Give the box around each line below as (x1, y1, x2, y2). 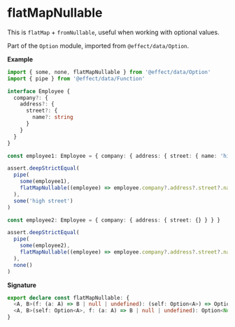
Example (7, 54, 34, 64)
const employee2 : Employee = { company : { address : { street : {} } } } (7, 217, 220, 224)
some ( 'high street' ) (13, 197, 73, 204)
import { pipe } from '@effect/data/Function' (7, 75, 145, 82)
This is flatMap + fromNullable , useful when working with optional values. (7, 28, 220, 36)
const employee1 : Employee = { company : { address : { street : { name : (7, 152, 218, 159)
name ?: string (32, 114, 73, 121)
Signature (7, 281, 37, 289)
